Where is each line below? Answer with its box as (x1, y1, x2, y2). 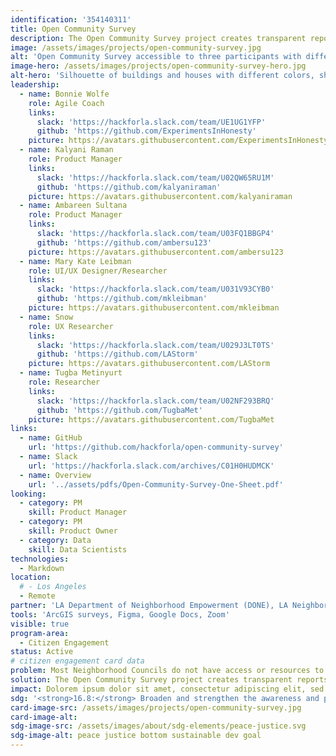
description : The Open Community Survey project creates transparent (10, 33, 307, 43)
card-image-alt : (10, 712, 78, 722)
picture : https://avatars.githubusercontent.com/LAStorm (28, 359, 271, 369)
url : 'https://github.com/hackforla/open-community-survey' (28, 442, 284, 453)
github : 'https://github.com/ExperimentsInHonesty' (36, 126, 257, 136)
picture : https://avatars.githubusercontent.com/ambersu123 (28, 247, 284, 257)
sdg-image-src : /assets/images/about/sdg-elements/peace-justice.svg (10, 721, 307, 731)
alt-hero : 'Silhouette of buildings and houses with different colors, (10, 71, 315, 81)
